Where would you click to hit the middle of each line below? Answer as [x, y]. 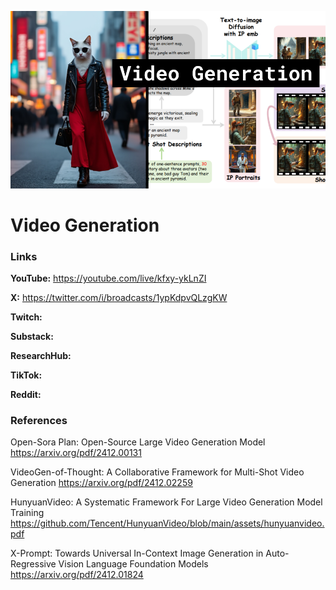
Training [27, 513]
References [39, 420]
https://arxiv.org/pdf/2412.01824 [77, 575]
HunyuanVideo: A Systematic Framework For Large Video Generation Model [166, 502]
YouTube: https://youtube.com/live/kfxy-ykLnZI [108, 278]
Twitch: [26, 317]
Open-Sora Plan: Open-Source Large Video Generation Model [138, 442]
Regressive [33, 564]
